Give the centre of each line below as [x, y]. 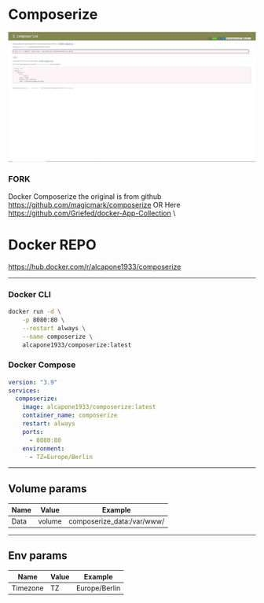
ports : [33, 432]
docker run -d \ [35, 312]
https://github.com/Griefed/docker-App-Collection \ [92, 213]
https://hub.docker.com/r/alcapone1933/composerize [95, 267]
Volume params [48, 489]
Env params [38, 555]
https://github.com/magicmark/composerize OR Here [94, 204]
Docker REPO [52, 245]
